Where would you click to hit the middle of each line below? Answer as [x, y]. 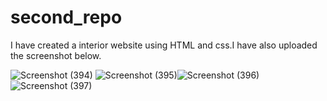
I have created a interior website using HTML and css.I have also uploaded [164, 45]
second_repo [66, 17]
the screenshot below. [56, 55]
